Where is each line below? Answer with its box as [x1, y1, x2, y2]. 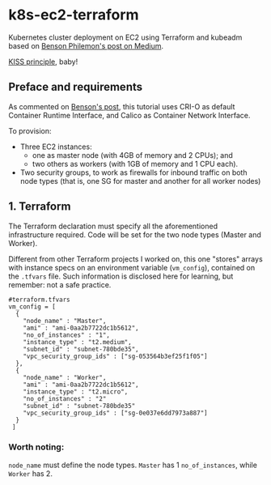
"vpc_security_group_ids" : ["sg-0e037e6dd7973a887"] [23, 409, 208, 417]
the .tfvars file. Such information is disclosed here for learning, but [8, 271, 234, 281]
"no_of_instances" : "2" [23, 394, 107, 402]
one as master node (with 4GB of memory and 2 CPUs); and [32, 150, 233, 160]
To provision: [8, 126, 52, 135]
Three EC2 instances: [19, 142, 92, 151]
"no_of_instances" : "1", [23, 330, 111, 339]
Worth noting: [8, 441, 65, 453]
